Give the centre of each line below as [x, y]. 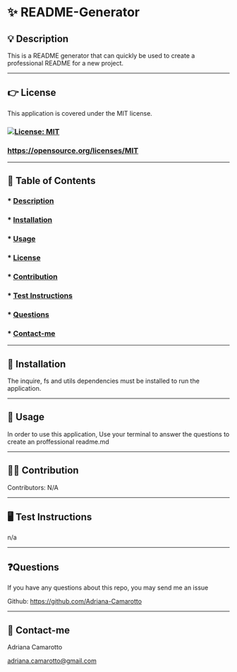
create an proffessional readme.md [58, 441]
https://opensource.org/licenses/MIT [73, 150]
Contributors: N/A [33, 487]
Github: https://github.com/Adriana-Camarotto [75, 601]
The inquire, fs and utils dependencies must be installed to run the [103, 381]
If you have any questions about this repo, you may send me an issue [108, 588]
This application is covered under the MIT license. [80, 113]
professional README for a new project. [66, 63]
